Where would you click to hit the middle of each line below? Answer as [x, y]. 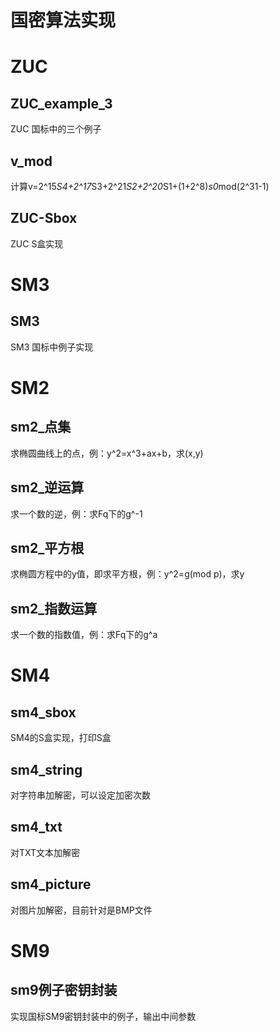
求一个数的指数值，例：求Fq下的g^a [84, 635]
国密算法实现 [63, 20]
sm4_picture [51, 884]
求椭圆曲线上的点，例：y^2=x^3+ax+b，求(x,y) [107, 453]
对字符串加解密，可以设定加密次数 [80, 795]
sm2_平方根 [47, 548]
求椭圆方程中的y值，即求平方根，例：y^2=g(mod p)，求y [127, 574]
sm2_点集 [41, 427]
